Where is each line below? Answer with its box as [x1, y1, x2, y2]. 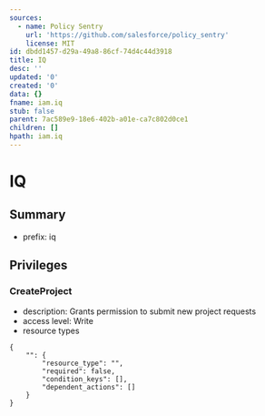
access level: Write [22, 315, 93, 326]
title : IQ [9, 56, 47, 65]
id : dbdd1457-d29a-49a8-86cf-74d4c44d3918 [9, 47, 172, 56]
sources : [9, 13, 43, 23]
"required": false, [42, 366, 116, 376]
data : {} [9, 89, 43, 98]
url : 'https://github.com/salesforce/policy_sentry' [25, 30, 230, 39]
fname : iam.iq [9, 97, 64, 107]
